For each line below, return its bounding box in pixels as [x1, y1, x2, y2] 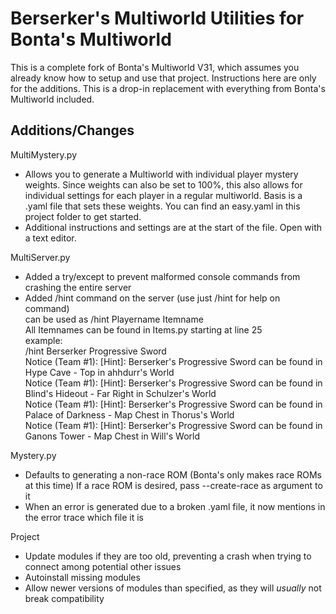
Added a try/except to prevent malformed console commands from [24, 270, 301, 282]
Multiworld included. [10, 93, 95, 105]
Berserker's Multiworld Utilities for [10, 7, 305, 30]
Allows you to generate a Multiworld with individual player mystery [24, 168, 299, 180]
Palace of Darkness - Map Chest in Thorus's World [24, 408, 235, 421]
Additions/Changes [10, 122, 135, 139]
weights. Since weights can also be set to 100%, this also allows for [24, 178, 303, 191]
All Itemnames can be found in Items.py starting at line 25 [24, 323, 263, 336]
